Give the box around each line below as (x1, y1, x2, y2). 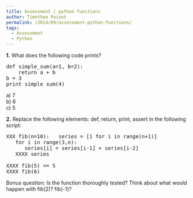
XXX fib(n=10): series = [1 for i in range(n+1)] (6, 133, 158, 139)
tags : (6, 25, 19, 31)
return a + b (18, 69, 56, 76)
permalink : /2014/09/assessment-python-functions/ (6, 19, 132, 25)
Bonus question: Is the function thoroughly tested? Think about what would (6, 179, 187, 186)
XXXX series (15, 151, 50, 157)
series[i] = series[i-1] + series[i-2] (24, 145, 139, 151)
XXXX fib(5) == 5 (6, 162, 56, 169)
